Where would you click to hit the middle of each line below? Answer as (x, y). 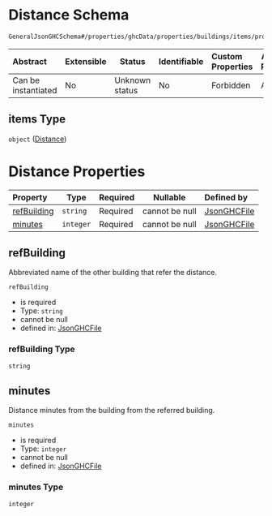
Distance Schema (69, 15)
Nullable (170, 197)
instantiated (35, 90)
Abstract (30, 61)
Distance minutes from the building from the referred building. (112, 411)
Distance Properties (77, 171)
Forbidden (231, 85)
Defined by (226, 197)
